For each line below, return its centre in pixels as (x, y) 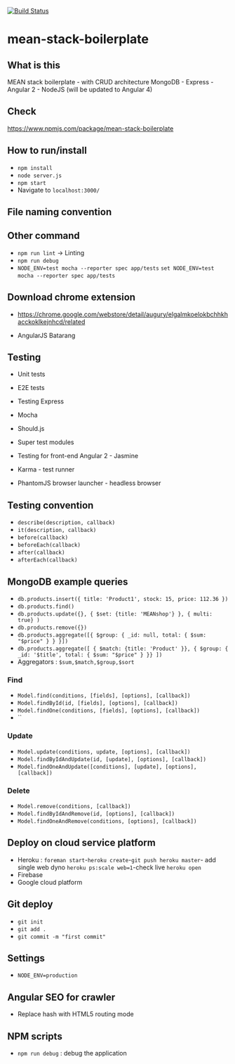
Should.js (31, 429)
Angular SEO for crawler (61, 997)
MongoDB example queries (68, 582)
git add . (32, 929)
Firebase (30, 874)
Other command (44, 236)
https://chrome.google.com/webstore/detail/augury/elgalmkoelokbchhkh (122, 314)
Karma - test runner (46, 469)
